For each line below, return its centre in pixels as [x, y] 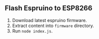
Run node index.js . [32, 31]
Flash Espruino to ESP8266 [48, 8]
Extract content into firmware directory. [53, 25]
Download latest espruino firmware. [49, 20]
